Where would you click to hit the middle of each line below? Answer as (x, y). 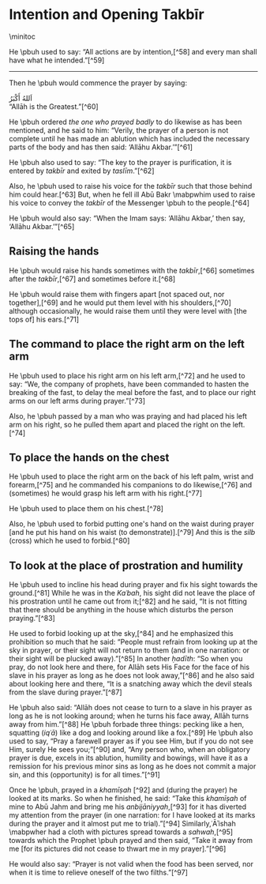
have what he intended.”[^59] (57, 60)
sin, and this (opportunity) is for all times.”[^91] (84, 775)
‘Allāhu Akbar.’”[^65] (42, 226)
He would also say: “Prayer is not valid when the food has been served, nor (131, 864)
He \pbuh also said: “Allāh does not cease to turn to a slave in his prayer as (131, 708)
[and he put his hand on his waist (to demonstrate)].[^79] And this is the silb (132, 532)
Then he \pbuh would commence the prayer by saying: (98, 83)
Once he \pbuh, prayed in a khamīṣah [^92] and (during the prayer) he (123, 790)
